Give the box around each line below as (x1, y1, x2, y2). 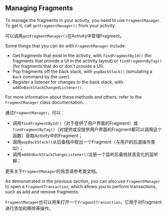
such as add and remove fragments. (5, 189, 80, 195)
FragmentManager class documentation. (5, 99, 84, 105)
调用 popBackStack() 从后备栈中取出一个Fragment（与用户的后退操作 (12, 139, 151, 145)
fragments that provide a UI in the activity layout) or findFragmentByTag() (12, 57, 162, 64)
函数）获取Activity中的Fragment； (12, 132, 83, 139)
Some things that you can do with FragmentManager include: (5, 42, 126, 49)
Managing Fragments (5, 4, 73, 12)
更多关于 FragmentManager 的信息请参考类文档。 (5, 168, 100, 174)
